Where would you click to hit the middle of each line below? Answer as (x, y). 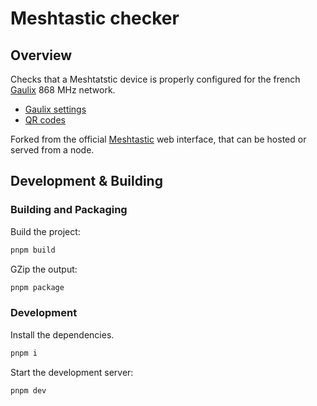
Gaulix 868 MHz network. (63, 90)
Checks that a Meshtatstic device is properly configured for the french (155, 79)
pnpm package (37, 287)
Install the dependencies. (62, 334)
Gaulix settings (55, 109)
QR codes (45, 120)
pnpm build (33, 250)
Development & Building (86, 181)
